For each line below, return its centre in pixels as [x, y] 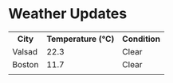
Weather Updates [68, 14]
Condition [142, 39]
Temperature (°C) [81, 39]
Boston [26, 64]
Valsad [25, 51]
